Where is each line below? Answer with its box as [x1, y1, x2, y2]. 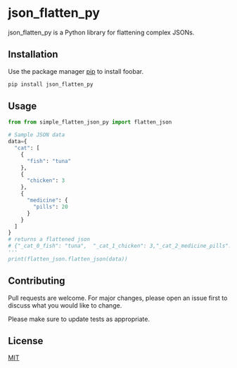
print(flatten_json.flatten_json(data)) [8, 255, 129, 263]
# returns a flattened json [8, 236, 91, 243]
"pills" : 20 [33, 203, 69, 210]
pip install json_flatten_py [8, 81, 94, 88]
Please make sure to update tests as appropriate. [8, 315, 150, 323]
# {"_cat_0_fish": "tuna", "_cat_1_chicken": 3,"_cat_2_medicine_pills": [8, 242, 232, 250]
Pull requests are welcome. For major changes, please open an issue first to [8, 294, 228, 302]
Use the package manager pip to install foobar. [8, 67, 143, 75]
